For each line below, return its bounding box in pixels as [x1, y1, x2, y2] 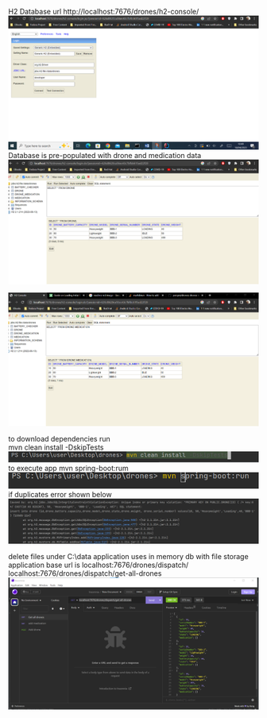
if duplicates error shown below [8, 490, 113, 500]
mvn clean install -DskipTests [8, 442, 104, 452]
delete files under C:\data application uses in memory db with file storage [8, 552, 249, 562]
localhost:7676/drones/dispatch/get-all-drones [8, 569, 162, 578]
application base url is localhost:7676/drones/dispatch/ [8, 560, 189, 570]
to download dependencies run [8, 434, 110, 443]
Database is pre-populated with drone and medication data [8, 150, 202, 160]
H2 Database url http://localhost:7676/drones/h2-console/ [8, 7, 199, 16]
